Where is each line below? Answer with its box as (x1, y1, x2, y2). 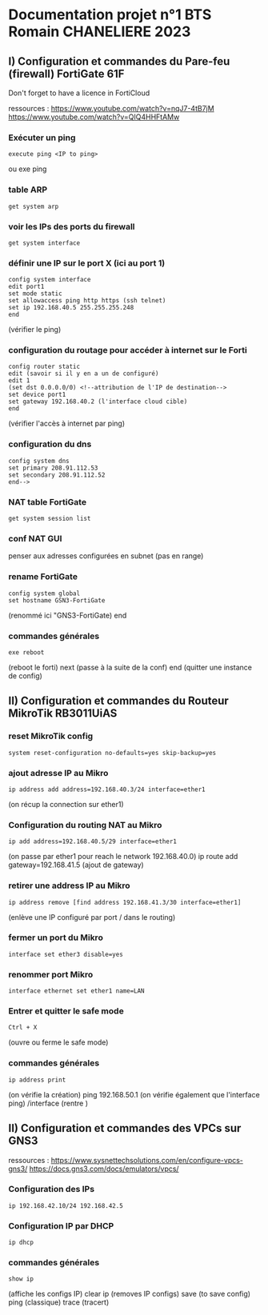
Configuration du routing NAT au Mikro (8, 819, 162, 830)
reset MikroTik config (8, 730, 94, 741)
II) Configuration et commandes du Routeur (8, 694, 230, 708)
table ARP (8, 184, 48, 195)
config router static (8, 362, 81, 371)
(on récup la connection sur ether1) (8, 799, 124, 809)
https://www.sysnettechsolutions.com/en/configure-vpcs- (50, 1155, 244, 1165)
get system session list (8, 514, 91, 523)
